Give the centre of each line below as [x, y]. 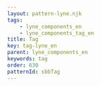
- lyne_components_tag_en [57, 33]
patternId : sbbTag [34, 71]
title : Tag [23, 40]
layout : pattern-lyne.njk [44, 14]
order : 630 [23, 65]
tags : [15, 20]
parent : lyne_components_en [48, 53]
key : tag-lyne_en [32, 46]
